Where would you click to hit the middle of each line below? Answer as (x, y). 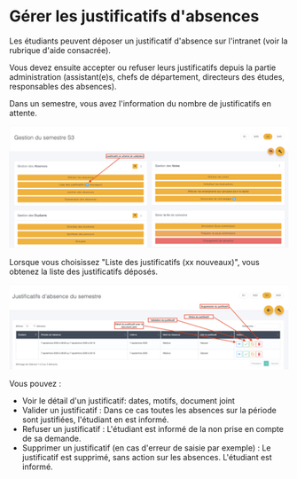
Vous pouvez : (35, 384)
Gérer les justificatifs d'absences (134, 16)
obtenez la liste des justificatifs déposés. (83, 271)
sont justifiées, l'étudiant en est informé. (95, 420)
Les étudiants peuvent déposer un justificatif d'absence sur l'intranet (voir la (148, 41)
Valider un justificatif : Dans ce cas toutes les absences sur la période (149, 411)
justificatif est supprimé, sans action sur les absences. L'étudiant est (147, 458)
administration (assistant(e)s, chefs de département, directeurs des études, (147, 76)
